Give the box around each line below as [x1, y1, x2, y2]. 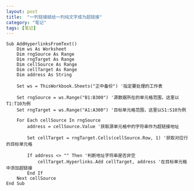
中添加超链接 [6, 165, 33, 171]
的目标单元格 [6, 142, 33, 148]
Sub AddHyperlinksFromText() [6, 41, 77, 47]
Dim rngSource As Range [16, 51, 75, 58]
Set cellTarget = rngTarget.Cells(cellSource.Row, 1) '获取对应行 [27, 135, 189, 141]
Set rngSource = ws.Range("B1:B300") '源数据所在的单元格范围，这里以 [16, 95, 179, 100]
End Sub [6, 180, 25, 187]
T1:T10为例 [6, 101, 31, 107]
